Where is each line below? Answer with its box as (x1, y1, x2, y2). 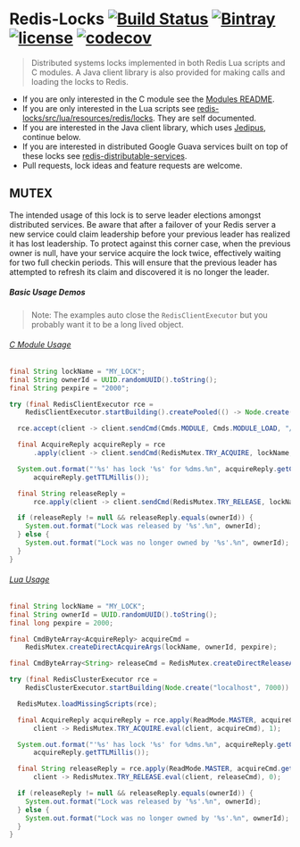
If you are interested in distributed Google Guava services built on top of (21, 141, 288, 152)
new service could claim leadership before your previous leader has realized (9, 228, 290, 239)
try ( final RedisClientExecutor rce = (9, 400, 154, 409)
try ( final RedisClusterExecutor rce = (9, 675, 158, 685)
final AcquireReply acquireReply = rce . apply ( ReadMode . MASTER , (17, 715, 257, 725)
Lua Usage (9, 574, 50, 585)
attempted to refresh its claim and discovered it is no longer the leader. (9, 266, 270, 277)
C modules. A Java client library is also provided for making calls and (30, 67, 286, 78)
